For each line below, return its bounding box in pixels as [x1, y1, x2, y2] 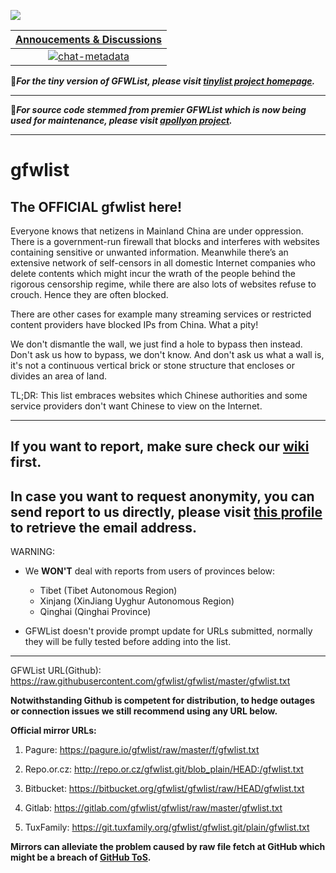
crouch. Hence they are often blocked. [10, 289, 169, 300]
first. [10, 454, 42, 471]
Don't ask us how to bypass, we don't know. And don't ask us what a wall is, [10, 349, 325, 360]
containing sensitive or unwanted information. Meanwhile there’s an [10, 246, 289, 258]
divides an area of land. [10, 370, 107, 382]
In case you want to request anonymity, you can [10, 488, 315, 505]
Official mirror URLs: [10, 725, 97, 737]
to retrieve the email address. [10, 519, 198, 536]
